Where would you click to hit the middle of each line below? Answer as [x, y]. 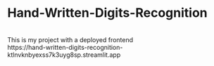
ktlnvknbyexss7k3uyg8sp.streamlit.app [64, 55]
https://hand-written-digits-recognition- [65, 47]
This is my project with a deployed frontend [70, 39]
